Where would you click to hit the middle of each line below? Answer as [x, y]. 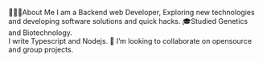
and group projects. [41, 49]
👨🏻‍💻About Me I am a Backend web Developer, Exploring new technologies [131, 12]
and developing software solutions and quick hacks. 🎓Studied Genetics [128, 21]
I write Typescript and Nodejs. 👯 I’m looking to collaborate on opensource [130, 41]
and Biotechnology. [40, 33]
